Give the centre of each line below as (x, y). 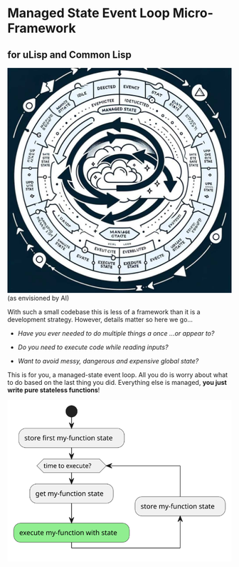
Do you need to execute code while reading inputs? (93, 347)
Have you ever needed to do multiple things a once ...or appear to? (116, 333)
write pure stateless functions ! (54, 390)
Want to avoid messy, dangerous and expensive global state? (108, 361)
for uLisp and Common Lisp (69, 55)
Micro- (193, 13)
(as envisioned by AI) (38, 298)
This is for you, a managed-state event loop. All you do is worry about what (118, 375)
